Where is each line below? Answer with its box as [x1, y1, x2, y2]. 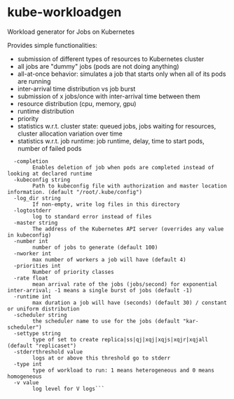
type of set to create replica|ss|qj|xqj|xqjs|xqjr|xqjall [32, 336, 209, 343]
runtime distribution [17, 107, 75, 115]
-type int [13, 360, 42, 367]
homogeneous [7, 373, 42, 380]
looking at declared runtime [7, 170, 92, 177]
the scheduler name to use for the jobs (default [32, 318, 180, 325]
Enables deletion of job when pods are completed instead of [32, 164, 215, 171]
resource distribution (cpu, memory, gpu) [17, 99, 137, 107]
